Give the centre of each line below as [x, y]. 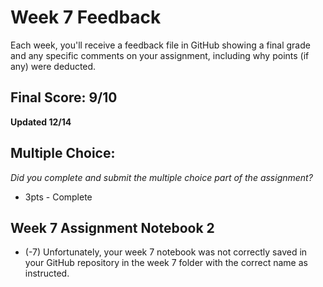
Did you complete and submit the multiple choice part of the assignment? [161, 177]
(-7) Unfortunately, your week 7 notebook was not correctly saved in [166, 252]
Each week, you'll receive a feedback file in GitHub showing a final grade [160, 45]
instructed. [47, 273]
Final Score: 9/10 [64, 97]
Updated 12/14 [41, 122]
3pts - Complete [58, 197]
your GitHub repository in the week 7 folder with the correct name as [166, 263]
